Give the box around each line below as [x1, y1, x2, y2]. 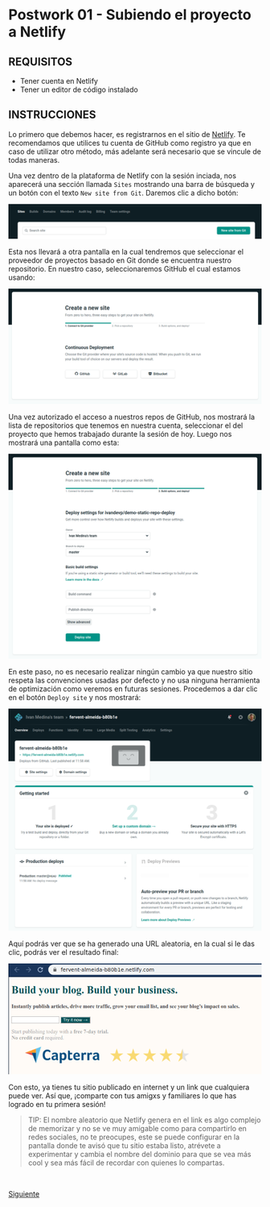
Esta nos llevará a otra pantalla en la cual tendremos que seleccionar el [8, 247, 243, 256]
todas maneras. [8, 155, 60, 164]
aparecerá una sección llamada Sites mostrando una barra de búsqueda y [8, 179, 256, 189]
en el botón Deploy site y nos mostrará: [8, 693, 141, 703]
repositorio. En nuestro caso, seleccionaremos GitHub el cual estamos [8, 263, 241, 273]
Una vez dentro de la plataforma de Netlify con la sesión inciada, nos [8, 171, 237, 180]
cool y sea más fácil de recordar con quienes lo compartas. [27, 1158, 225, 1168]
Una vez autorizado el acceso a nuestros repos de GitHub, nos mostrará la [8, 413, 256, 422]
